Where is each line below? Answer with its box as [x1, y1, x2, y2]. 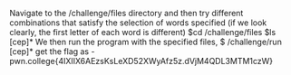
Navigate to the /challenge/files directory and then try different [9, 8, 244, 18]
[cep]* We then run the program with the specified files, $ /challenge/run [9, 36, 283, 47]
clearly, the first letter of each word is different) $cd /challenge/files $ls [9, 27, 276, 37]
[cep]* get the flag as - [9, 46, 95, 57]
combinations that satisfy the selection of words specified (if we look [9, 17, 267, 28]
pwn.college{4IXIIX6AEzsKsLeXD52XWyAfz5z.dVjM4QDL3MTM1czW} [9, 56, 274, 66]
